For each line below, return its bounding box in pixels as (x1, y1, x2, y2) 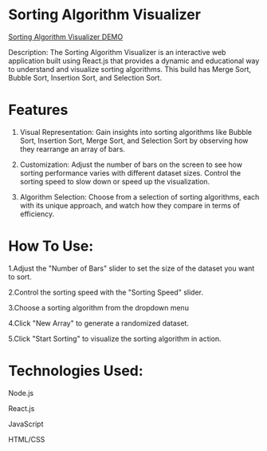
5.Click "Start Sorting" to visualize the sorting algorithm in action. (8, 334, 222, 343)
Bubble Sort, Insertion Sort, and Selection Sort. (8, 73, 162, 82)
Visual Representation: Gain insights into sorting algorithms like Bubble (19, 127, 253, 136)
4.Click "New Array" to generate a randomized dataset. (8, 318, 190, 328)
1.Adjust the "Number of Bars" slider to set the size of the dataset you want (8, 263, 255, 273)
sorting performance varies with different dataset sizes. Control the (19, 168, 241, 177)
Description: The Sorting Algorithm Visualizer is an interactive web (8, 47, 226, 57)
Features (8, 101, 69, 119)
